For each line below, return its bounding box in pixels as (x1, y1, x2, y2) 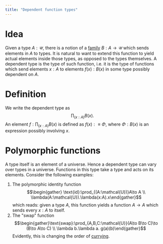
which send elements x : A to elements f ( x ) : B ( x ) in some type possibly (5, 66, 150, 72)
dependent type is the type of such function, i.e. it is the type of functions (5, 61, 155, 67)
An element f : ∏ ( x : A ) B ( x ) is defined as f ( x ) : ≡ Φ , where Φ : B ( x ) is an (5, 121, 149, 129)
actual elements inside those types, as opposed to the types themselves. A (5, 55, 157, 62)
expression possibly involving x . (5, 128, 70, 134)
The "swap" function (12, 212, 54, 218)
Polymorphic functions (5, 145, 101, 156)
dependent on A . (5, 71, 39, 77)
